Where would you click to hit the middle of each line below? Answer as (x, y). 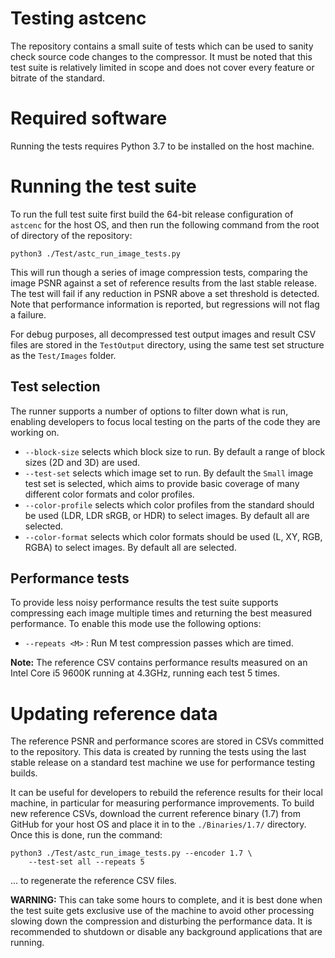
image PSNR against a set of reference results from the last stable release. (164, 283)
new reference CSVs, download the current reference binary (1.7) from (155, 814)
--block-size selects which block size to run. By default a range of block (175, 451)
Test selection (55, 387)
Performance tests (70, 578)
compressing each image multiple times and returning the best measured (161, 613)
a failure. (28, 314)
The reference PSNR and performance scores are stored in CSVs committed (167, 741)
